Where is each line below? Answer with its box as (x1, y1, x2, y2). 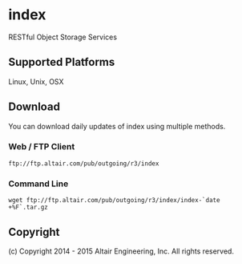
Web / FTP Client (8, 141, 75, 152)
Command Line (8, 178, 69, 189)
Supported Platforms (8, 55, 115, 69)
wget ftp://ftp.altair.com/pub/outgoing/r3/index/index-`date (8, 197, 220, 205)
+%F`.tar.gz (8, 203, 48, 212)
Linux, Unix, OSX (8, 76, 64, 86)
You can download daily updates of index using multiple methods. (8, 121, 226, 131)
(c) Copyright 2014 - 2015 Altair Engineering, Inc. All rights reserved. (8, 246, 235, 256)
